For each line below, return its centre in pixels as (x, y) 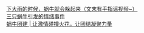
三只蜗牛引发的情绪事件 (36, 16)
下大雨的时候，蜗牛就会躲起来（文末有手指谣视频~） (72, 9)
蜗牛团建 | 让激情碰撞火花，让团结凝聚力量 (59, 24)
